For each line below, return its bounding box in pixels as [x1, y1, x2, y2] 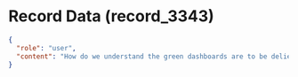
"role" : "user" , [16, 43, 77, 52]
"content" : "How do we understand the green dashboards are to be [16, 51, 268, 61]
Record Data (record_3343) [8, 6, 214, 27]
